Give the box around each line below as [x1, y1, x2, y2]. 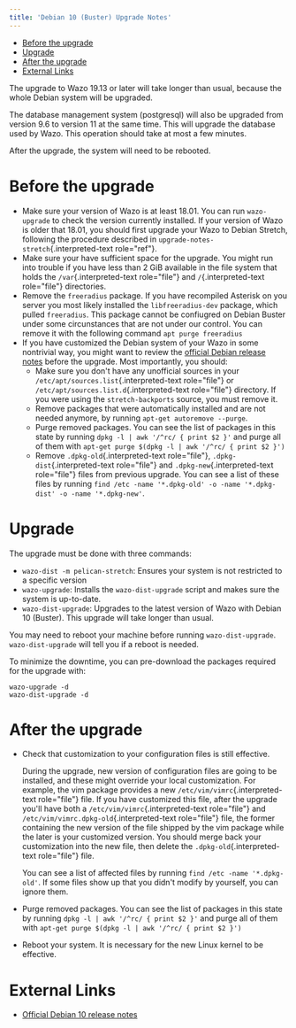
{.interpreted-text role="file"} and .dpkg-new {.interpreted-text [51, 460, 274, 470]
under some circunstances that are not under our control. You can [21, 318, 263, 328]
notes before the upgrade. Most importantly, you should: [21, 356, 228, 367]
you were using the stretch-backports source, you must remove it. [34, 393, 278, 404]
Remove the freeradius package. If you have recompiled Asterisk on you [21, 290, 288, 301]
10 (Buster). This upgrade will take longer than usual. [21, 612, 215, 622]
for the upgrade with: [9, 665, 87, 676]
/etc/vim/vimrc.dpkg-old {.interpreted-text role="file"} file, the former [21, 813, 276, 823]
